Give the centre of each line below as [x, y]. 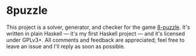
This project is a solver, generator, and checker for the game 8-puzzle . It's [98, 27]
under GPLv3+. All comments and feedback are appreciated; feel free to [96, 40]
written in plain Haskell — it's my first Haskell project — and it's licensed [96, 33]
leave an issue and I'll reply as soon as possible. [66, 46]
